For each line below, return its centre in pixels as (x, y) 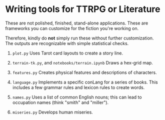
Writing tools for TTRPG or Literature (83, 9)
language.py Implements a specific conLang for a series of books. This (85, 82)
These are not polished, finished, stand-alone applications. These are (77, 23)
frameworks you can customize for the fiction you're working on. (72, 28)
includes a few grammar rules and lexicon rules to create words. (78, 87)
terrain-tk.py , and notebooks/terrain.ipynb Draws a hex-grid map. (83, 62)
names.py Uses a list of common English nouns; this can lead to (77, 97)
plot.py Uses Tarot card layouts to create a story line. (68, 53)
